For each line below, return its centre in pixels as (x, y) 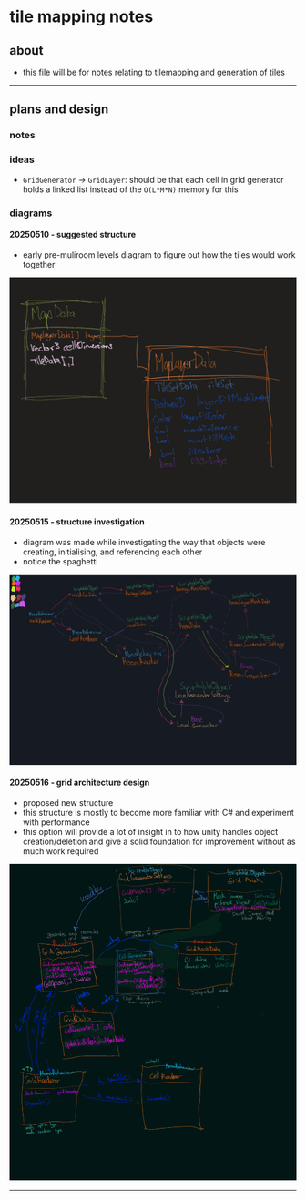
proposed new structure (68, 802)
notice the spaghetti (60, 561)
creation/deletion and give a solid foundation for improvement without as (159, 841)
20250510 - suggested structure (73, 235)
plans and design (59, 110)
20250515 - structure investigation (77, 522)
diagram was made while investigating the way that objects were (144, 542)
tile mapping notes (82, 17)
